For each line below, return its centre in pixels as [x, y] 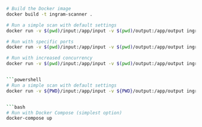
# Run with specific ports [40, 42]
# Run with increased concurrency [50, 58]
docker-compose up [29, 118]
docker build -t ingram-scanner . [50, 14]
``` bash [16, 107]
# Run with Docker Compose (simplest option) [64, 113]
